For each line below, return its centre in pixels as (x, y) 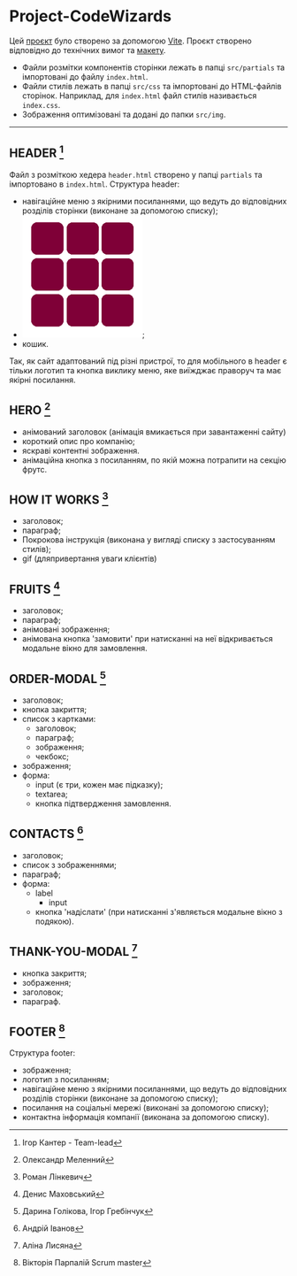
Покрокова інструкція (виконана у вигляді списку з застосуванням (148, 540)
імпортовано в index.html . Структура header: (95, 184)
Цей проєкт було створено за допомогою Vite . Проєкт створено (130, 41)
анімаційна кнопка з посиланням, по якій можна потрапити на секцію (154, 460)
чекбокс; (52, 757)
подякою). (55, 921)
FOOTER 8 (37, 1031)
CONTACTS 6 (46, 833)
